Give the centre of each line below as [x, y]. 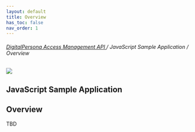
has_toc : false [25, 22]
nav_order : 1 [22, 28]
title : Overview [26, 17]
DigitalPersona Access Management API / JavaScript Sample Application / [97, 47]
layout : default [26, 11]
